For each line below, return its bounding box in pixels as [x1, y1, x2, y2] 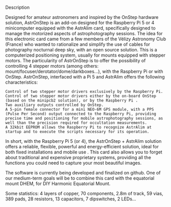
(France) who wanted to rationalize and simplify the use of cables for [5, 41, 151, 47]
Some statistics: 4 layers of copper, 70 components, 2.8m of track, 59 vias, [5, 191, 163, 196]
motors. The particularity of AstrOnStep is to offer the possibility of [5, 58, 146, 63]
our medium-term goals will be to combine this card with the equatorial [5, 175, 155, 181]
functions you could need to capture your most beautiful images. [5, 160, 142, 166]
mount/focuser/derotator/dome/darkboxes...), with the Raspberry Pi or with [5, 68, 163, 74]
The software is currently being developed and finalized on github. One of [5, 170, 161, 175]
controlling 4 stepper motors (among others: [5, 63, 99, 69]
